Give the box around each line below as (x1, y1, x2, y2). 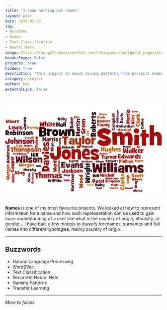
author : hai (5, 82, 30, 87)
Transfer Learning (12, 285, 50, 291)
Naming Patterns (12, 280, 47, 286)
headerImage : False (5, 55, 46, 60)
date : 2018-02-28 (5, 18, 41, 23)
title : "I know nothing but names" (5, 8, 79, 13)
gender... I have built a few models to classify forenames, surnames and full (5, 221, 160, 227)
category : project (5, 76, 43, 82)
